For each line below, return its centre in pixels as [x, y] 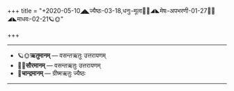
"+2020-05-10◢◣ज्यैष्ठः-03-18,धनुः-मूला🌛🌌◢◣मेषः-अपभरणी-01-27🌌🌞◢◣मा [127, 11]
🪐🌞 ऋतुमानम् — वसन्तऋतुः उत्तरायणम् [62, 55]
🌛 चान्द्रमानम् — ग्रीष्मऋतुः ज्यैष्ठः [51, 73]
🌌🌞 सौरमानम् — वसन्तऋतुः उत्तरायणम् [59, 65]
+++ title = [23, 11]
